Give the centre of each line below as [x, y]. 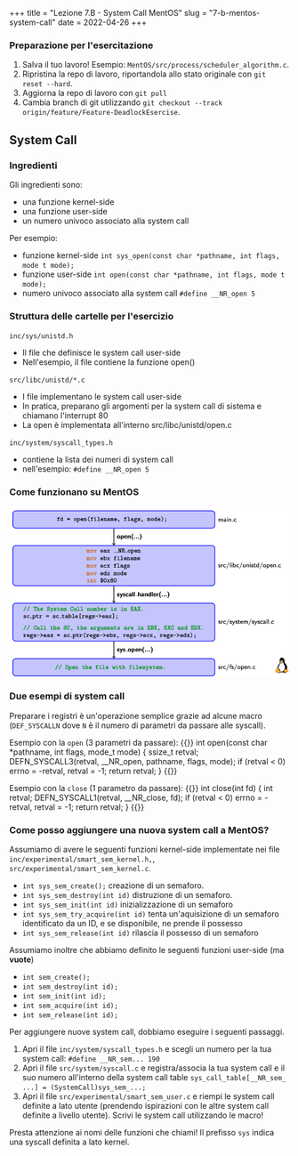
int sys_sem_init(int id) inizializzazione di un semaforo [128, 905]
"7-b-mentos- [234, 13]
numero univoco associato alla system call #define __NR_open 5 [139, 293]
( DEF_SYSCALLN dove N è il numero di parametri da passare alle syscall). [137, 725]
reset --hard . [47, 84]
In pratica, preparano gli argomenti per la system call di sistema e [142, 406]
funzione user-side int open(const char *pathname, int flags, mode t [153, 274]
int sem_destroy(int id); [70, 987]
